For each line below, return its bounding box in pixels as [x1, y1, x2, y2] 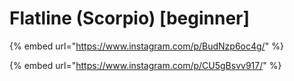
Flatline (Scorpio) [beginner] [9, 7, 251, 30]
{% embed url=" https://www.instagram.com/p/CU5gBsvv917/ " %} [9, 59, 282, 71]
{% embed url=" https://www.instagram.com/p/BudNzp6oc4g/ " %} [9, 40, 284, 52]
